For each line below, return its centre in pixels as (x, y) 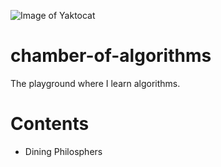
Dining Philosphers (63, 151)
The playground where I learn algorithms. (95, 83)
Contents (50, 124)
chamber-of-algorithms (111, 56)
